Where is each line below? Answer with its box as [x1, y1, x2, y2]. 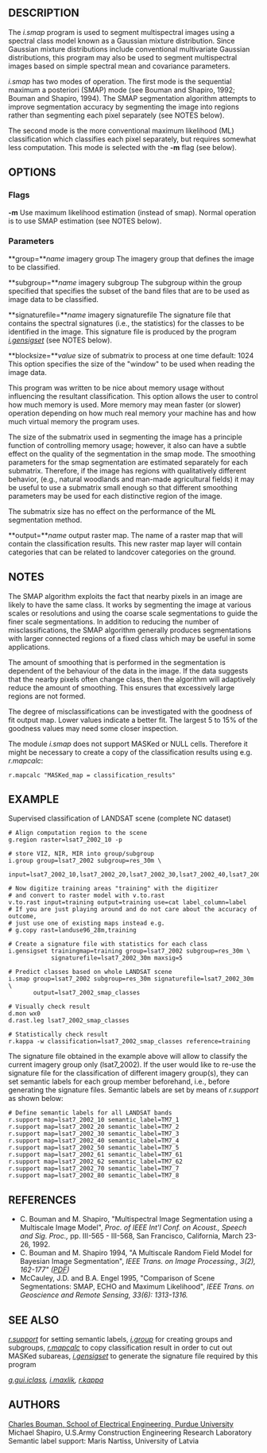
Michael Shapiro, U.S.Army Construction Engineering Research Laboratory [8, 1428, 252, 1437]
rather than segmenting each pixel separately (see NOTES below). [8, 110, 225, 120]
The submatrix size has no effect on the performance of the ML [8, 506, 216, 516]
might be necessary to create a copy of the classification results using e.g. [8, 747, 253, 757]
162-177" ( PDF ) [19, 1265, 70, 1274]
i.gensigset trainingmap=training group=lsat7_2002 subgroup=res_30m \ [8, 947, 250, 956]
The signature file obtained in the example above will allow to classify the [8, 1052, 248, 1061]
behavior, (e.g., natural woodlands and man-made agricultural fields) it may [8, 474, 255, 484]
